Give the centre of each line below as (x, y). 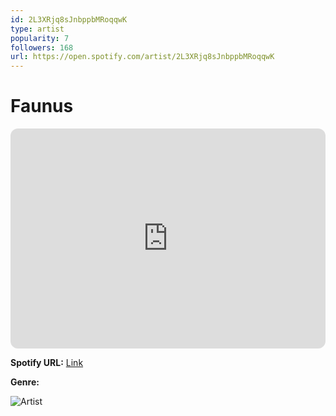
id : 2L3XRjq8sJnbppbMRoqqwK (69, 19)
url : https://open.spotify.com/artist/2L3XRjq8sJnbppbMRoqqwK (142, 57)
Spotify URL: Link (47, 363)
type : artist (37, 29)
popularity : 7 (40, 38)
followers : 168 (42, 47)
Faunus (42, 106)
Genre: (25, 382)
